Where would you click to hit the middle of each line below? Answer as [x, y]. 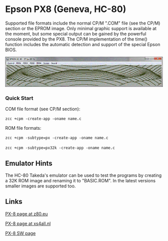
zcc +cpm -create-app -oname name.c [43, 119]
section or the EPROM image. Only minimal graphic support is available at [81, 28]
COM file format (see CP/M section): [43, 109]
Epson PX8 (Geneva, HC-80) [66, 9]
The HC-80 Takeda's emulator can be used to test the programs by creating [83, 175]
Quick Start [19, 98]
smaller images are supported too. [40, 186]
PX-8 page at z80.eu [27, 213]
